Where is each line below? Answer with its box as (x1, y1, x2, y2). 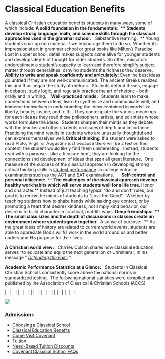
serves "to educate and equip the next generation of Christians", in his (5, 249, 148, 255)
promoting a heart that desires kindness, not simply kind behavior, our (5, 203, 147, 209)
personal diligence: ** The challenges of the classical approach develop (5, 177, 158, 183)
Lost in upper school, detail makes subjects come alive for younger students (5, 51, 160, 57)
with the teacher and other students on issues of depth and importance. (5, 124, 151, 130)
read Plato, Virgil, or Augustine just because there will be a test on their (5, 140, 149, 146)
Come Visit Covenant (12, 333, 56, 339)
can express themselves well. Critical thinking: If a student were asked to (5, 135, 155, 141)
